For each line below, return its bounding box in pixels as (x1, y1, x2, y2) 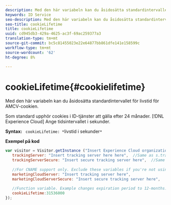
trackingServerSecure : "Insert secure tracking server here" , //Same (12, 158, 165, 163)
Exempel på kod (5, 138, 40, 144)
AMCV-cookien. (5, 103, 39, 109)
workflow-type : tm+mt (5, 45, 51, 50)
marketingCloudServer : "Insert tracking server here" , (12, 171, 131, 177)
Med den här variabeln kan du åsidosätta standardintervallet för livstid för (5, 98, 159, 104)
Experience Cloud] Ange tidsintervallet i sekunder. (5, 119, 110, 125)
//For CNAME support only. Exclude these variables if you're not (12, 167, 156, 172)
